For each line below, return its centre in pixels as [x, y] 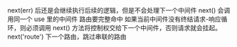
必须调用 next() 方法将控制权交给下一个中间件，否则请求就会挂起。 [124, 28]
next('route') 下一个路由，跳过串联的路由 [67, 36]
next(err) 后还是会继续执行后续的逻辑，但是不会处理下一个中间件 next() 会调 [119, 10]
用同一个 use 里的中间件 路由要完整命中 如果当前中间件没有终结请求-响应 [115, 19]
